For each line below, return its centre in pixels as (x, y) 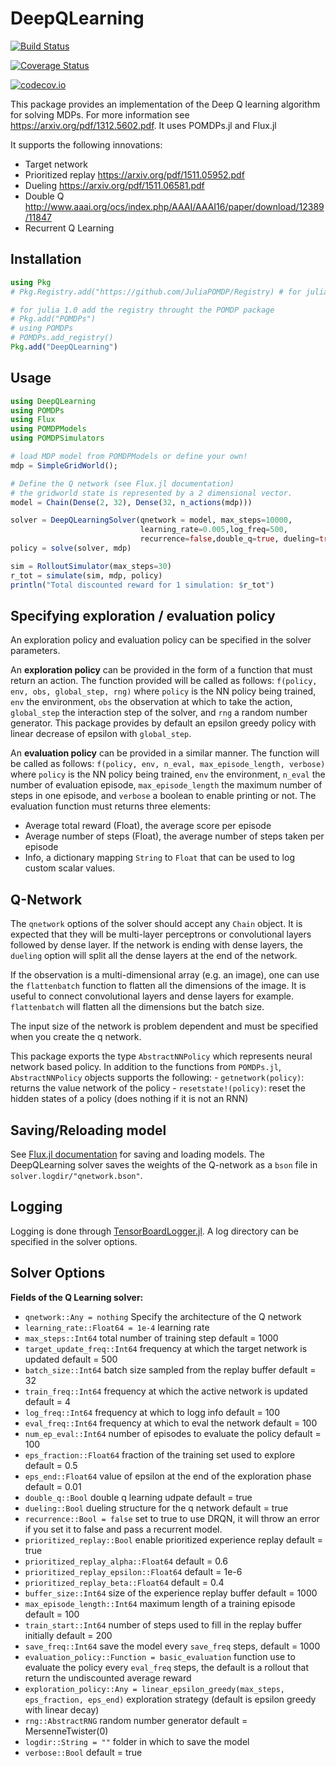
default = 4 (47, 1401)
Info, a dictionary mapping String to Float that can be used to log (159, 858)
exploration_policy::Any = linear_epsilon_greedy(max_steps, (155, 1689)
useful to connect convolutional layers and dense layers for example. (152, 996)
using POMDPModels (48, 429)
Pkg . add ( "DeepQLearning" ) (64, 347)
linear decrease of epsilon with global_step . (101, 734)
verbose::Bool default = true (83, 1752)
